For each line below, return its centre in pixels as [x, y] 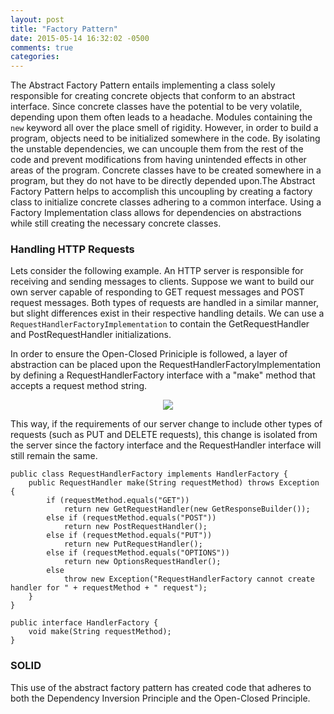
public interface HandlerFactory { [84, 623]
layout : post [37, 19]
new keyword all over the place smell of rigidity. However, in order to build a [164, 128]
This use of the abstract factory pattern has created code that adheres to [161, 687]
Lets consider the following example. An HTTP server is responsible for [157, 271]
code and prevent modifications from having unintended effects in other [158, 160]
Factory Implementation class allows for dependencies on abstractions [156, 213]
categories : [35, 57]
